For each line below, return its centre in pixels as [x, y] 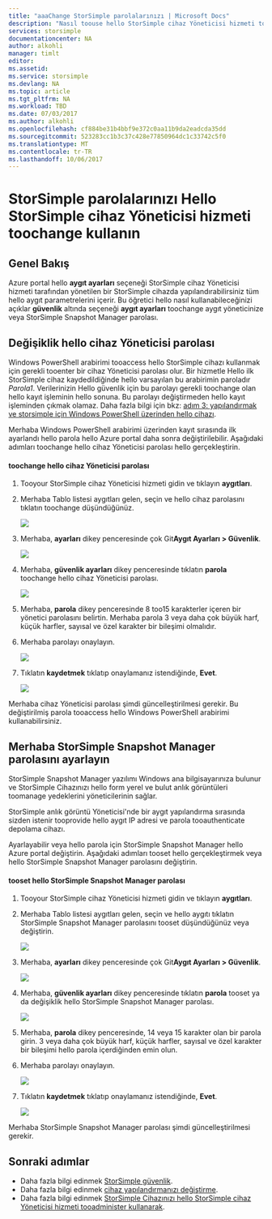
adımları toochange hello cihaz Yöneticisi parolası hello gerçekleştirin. [124, 447]
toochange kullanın [74, 234]
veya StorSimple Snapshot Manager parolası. [83, 318]
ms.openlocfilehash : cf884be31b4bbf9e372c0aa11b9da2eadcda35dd [117, 129]
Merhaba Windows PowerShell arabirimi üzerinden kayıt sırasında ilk [122, 430]
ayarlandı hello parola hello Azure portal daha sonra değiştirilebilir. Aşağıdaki [136, 438]
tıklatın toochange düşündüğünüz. [77, 508]
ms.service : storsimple [49, 76]
